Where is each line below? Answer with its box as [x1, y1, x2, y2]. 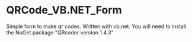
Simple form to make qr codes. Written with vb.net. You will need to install [6, 23, 187, 30]
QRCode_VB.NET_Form [6, 3, 122, 17]
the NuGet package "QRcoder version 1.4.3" [6, 29, 114, 36]
